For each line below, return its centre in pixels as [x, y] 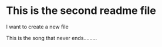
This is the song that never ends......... [52, 38]
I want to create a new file [37, 27]
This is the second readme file [81, 11]
